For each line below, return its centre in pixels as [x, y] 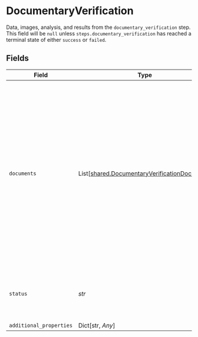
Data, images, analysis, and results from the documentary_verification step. [98, 27]
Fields [18, 58]
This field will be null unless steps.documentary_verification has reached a [99, 33]
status [18, 294]
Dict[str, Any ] [97, 325]
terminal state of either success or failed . [56, 40]
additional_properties [41, 325]
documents [23, 173]
